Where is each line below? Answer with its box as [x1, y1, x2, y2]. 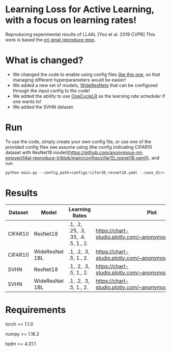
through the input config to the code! [12, 88, 90, 94]
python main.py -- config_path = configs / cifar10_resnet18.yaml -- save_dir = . [5, 170, 167, 175]
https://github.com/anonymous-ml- [69, 149, 144, 155]
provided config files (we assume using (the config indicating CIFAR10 [5, 144, 153, 150]
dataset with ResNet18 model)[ [5, 149, 70, 155]
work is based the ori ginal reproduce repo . [5, 37, 96, 43]
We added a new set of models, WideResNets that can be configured [12, 82, 158, 88]
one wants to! [12, 98, 42, 104]
